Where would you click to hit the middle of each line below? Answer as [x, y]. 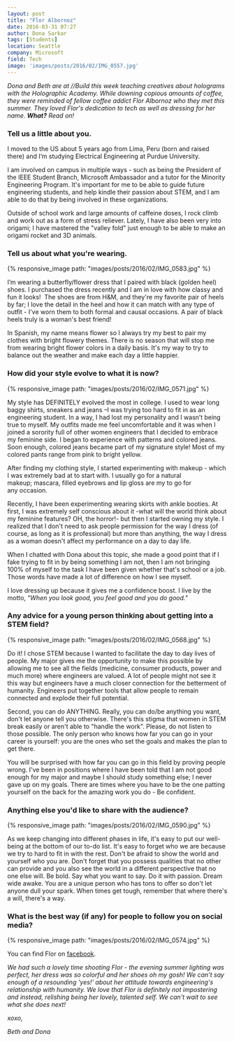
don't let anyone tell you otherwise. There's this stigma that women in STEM [117, 718]
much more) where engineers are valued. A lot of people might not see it [112, 675]
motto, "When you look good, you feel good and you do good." [98, 597]
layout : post [26, 14]
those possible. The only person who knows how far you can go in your [110, 734]
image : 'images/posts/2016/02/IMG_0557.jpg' [73, 66]
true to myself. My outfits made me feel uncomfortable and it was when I [112, 425]
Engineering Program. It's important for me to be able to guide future [106, 184]
